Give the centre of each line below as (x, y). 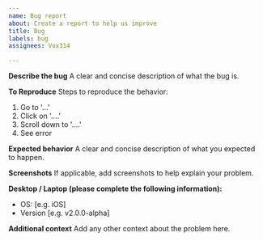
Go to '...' (35, 108)
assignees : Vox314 (39, 46)
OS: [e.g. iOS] (43, 205)
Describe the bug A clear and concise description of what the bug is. (124, 76)
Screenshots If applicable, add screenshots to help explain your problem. (131, 173)
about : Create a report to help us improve (83, 23)
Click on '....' (40, 116)
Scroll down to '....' (51, 125)
